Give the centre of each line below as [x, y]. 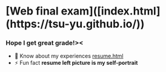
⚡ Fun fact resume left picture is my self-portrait [76, 63]
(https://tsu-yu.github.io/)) [75, 24]
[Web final [32, 11]
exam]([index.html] [111, 11]
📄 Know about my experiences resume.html [69, 56]
